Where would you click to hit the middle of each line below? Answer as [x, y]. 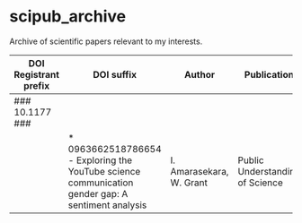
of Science [260, 183]
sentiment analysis [107, 205]
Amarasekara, [200, 171]
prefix [37, 85]
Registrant [37, 74]
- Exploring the [100, 160]
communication [101, 183]
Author [200, 74]
